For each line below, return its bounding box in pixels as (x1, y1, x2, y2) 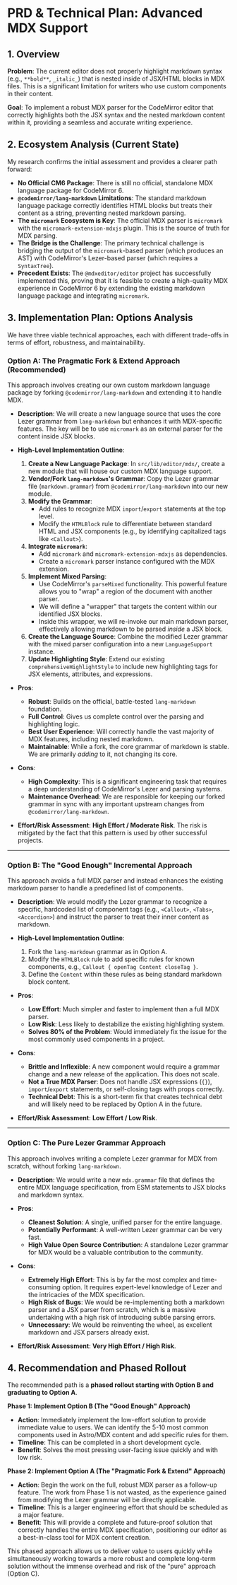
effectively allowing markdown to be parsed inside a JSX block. (38, 625, 224, 633)
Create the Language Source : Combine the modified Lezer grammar (28, 632, 228, 641)
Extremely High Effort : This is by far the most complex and (28, 1275, 200, 1284)
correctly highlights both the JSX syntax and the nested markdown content (7, 111, 226, 119)
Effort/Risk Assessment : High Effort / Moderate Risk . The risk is (17, 820, 207, 829)
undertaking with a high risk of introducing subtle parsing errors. (28, 1313, 217, 1321)
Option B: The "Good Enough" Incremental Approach (7, 860, 193, 870)
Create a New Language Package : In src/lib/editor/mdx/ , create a (28, 459, 226, 468)
